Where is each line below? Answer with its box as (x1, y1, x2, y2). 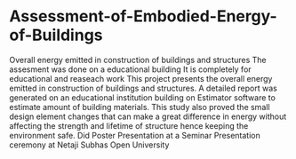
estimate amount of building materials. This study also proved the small (9, 101, 270, 112)
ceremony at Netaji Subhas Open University (9, 139, 170, 150)
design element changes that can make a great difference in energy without (9, 111, 287, 122)
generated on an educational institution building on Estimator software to (9, 91, 276, 103)
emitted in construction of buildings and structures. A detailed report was (9, 83, 277, 93)
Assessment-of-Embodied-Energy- (9, 6, 277, 27)
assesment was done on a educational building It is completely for (9, 64, 252, 75)
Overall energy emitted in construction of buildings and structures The (9, 54, 267, 65)
